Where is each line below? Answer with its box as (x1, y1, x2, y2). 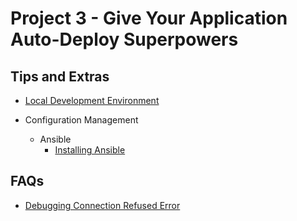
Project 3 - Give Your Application (10, 7, 288, 30)
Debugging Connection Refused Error (24, 199, 181, 211)
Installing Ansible (54, 144, 126, 156)
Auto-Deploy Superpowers (10, 28, 239, 51)
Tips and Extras (10, 68, 110, 85)
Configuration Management (24, 114, 139, 126)
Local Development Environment (24, 95, 160, 106)
